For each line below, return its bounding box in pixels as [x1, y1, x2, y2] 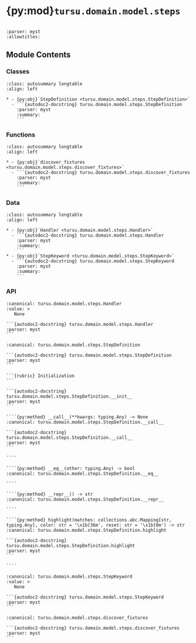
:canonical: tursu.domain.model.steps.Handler [6, 301, 122, 306]
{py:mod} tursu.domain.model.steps [6, 4, 181, 18]
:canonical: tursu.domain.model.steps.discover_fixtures [6, 615, 148, 621]
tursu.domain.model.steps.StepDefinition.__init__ [6, 393, 133, 399]
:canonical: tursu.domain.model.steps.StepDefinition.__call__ [6, 419, 164, 425]
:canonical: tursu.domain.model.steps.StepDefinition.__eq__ [6, 471, 159, 477]
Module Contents [6, 50, 71, 60]
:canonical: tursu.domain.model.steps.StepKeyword [6, 574, 133, 579]
